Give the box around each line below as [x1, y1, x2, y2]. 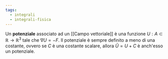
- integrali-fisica [10, 17, 51, 22]
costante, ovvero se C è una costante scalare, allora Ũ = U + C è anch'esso [5, 43, 163, 49]
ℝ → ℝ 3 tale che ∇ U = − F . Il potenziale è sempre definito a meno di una [5, 36, 155, 43]
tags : [5, 7, 17, 13]
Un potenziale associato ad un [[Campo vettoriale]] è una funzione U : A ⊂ [5, 31, 163, 37]
